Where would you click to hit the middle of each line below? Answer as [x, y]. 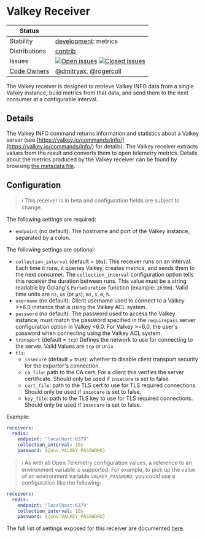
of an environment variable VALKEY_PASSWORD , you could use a [98, 476]
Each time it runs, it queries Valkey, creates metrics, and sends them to [105, 267]
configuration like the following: [61, 482]
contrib [65, 51]
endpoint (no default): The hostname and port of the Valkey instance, [102, 231]
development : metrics [87, 41]
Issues [19, 61]
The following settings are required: [51, 219]
